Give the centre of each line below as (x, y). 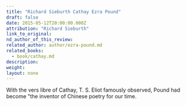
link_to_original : (29, 34)
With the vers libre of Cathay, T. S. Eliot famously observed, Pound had (93, 90)
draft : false (22, 17)
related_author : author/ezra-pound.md (54, 46)
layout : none (22, 73)
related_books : (25, 51)
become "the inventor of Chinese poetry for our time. (72, 96)
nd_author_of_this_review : (40, 40)
